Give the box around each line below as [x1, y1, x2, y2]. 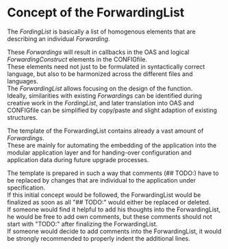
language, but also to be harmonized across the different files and [7, 70, 193, 78]
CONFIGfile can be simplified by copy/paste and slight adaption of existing [7, 106, 218, 114]
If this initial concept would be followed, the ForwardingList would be [7, 190, 201, 199]
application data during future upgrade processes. [7, 155, 149, 163]
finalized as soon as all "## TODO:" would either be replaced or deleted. [7, 198, 211, 206]
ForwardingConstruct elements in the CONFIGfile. [7, 55, 148, 63]
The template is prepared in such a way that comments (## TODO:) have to [7, 169, 219, 177]
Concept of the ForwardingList [7, 5, 185, 21]
